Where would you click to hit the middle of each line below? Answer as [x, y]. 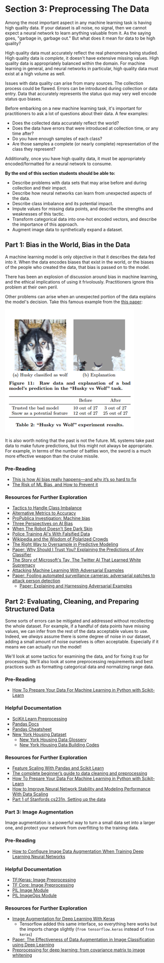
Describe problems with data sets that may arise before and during [79, 183]
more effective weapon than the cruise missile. [52, 456]
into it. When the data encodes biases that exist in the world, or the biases [80, 262]
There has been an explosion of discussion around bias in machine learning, [82, 277]
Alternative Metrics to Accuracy [44, 513]
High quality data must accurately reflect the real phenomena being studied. [82, 53]
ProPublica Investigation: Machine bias [51, 518]
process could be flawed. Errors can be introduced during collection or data [81, 88]
